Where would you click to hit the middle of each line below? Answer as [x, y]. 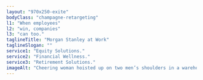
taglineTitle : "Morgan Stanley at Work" [58, 40]
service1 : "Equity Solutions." [46, 51]
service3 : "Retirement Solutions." [51, 62]
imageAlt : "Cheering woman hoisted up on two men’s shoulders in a [93, 68]
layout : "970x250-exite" [37, 12]
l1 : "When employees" [34, 23]
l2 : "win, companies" [34, 29]
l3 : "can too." [25, 34]
